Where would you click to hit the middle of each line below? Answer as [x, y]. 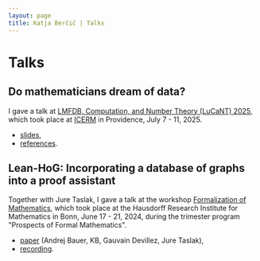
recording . [37, 249]
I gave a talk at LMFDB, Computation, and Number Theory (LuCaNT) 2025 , [130, 111]
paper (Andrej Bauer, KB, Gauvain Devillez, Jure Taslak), [112, 240]
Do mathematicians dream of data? [97, 92]
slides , [31, 134]
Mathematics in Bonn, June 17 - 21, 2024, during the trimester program [124, 216]
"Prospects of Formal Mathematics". [68, 225]
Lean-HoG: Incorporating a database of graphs [126, 168]
